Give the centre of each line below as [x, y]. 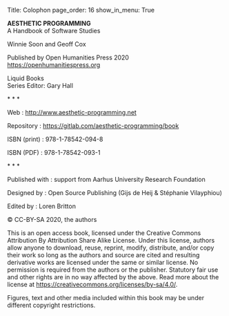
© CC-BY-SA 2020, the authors [52, 220]
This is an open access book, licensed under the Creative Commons [104, 233]
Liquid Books [26, 78]
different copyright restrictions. [51, 305]
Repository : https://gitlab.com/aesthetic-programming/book [93, 126]
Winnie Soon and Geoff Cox [47, 44]
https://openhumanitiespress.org [54, 65]
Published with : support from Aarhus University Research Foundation [106, 179]
